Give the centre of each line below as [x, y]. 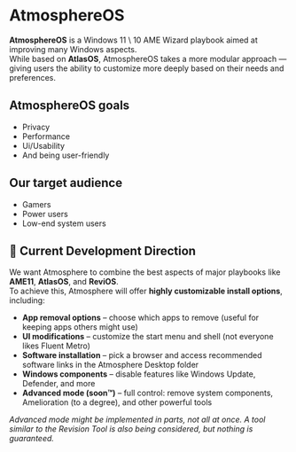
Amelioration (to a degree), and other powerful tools [117, 402]
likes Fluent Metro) [56, 346]
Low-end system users [64, 223]
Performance [46, 136]
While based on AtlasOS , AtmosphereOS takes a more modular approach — [148, 58]
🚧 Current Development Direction [103, 250]
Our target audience [66, 183]
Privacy [36, 127]
